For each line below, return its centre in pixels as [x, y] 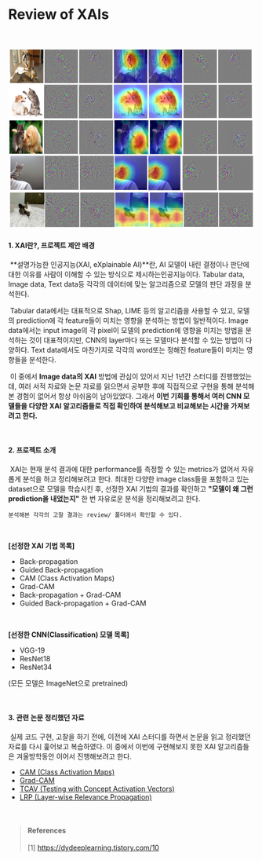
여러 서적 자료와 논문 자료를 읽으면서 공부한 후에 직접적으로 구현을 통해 [126, 386]
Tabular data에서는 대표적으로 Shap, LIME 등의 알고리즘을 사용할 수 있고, [122, 310]
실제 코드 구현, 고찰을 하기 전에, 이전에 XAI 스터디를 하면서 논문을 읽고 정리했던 [130, 737]
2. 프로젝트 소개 [32, 450]
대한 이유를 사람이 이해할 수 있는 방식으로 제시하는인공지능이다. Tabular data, [127, 274]
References [47, 830]
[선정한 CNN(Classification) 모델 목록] [69, 635]
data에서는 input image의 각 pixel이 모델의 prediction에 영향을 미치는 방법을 [126, 330]
